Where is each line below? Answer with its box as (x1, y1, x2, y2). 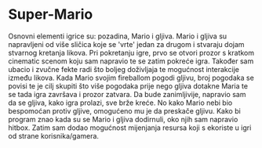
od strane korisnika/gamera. (8, 131, 100, 140)
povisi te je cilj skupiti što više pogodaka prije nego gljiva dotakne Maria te (8, 81, 249, 91)
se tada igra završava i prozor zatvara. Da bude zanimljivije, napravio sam (8, 89, 246, 99)
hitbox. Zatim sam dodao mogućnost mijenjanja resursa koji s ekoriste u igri (8, 123, 252, 132)
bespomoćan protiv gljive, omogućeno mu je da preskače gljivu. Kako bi (8, 106, 241, 115)
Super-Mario (8, 5, 93, 23)
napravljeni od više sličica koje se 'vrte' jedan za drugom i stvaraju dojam (8, 39, 245, 49)
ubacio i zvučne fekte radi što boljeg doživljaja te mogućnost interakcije (8, 64, 239, 74)
